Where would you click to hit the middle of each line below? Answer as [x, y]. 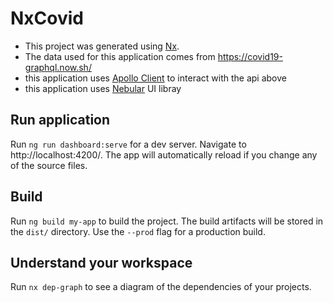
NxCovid [47, 18]
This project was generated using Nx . [102, 46]
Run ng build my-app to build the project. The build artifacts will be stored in [167, 221]
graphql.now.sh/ [58, 67]
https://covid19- [250, 56]
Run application [60, 120]
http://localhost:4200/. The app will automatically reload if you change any [164, 154]
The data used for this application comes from [120, 56]
